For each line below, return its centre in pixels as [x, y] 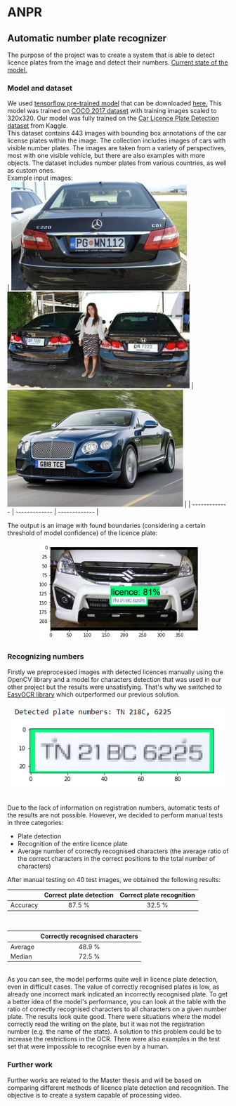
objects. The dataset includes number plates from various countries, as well [117, 163]
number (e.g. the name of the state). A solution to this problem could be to [115, 1032]
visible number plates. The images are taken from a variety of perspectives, [117, 148]
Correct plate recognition [157, 895]
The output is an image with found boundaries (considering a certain [106, 526]
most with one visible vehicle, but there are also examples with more [106, 156]
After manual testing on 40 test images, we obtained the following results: [114, 879]
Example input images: [40, 178]
